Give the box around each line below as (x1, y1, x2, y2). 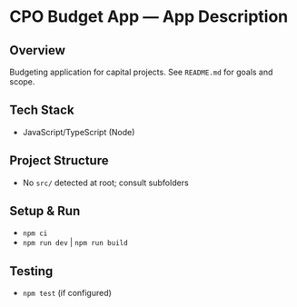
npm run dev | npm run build (22, 237, 129, 248)
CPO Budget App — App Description (9, 6, 289, 27)
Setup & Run (9, 203, 81, 219)
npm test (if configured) (22, 288, 112, 299)
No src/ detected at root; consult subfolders (22, 177, 189, 188)
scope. (9, 76, 35, 87)
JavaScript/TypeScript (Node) (22, 126, 135, 137)
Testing (9, 263, 54, 279)
